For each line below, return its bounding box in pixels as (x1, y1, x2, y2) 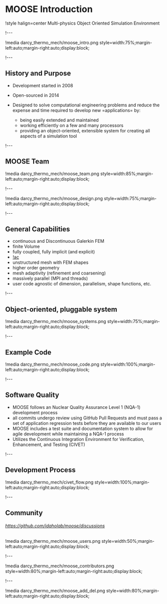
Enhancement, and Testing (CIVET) (12, 441, 85, 447)
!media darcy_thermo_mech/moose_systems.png (5, 319, 106, 325)
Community (5, 509, 43, 517)
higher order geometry (12, 265, 60, 271)
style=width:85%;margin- (100, 171, 153, 177)
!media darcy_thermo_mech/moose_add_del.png (5, 588, 105, 594)
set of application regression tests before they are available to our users (12, 420, 161, 426)
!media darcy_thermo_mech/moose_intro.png (5, 39, 99, 46)
